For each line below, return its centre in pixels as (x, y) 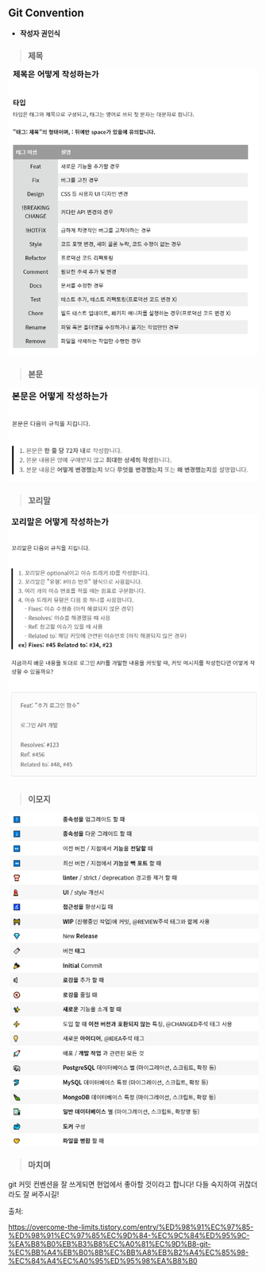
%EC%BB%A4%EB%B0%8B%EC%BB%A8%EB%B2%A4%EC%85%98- (128, 1252)
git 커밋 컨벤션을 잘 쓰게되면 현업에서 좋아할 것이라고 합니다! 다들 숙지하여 (122, 1184)
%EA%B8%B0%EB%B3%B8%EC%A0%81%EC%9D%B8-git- (110, 1244)
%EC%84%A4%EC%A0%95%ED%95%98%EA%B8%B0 (103, 1260)
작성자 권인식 (40, 33)
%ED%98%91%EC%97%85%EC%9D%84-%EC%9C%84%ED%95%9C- (129, 1235)
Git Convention (46, 13)
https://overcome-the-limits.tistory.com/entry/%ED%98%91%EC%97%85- (131, 1227)
